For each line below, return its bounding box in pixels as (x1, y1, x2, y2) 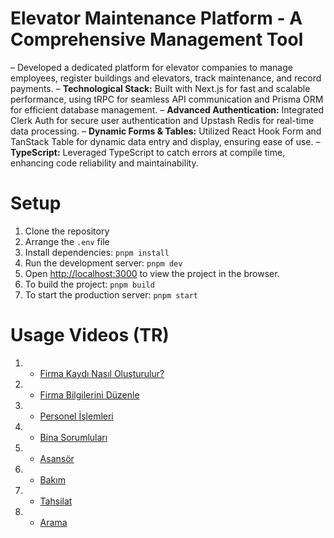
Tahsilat (39, 495, 73, 507)
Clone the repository (24, 225, 110, 237)
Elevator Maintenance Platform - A (10, 7, 303, 30)
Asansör (39, 452, 75, 464)
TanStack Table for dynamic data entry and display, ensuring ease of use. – (10, 135, 321, 147)
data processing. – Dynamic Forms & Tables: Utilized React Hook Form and (10, 125, 322, 137)
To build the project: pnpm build (24, 278, 155, 290)
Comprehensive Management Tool (10, 28, 304, 51)
